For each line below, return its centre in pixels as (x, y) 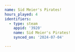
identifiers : (18, 19)
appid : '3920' (28, 28)
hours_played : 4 (21, 14)
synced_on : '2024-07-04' (39, 38)
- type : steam (23, 24)
